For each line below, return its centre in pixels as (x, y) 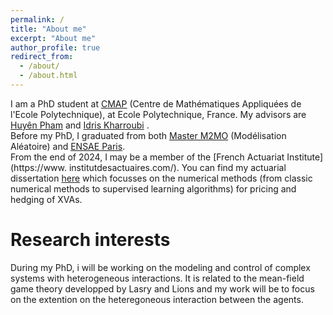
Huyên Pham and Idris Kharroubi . (80, 125)
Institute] (305, 157)
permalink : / (37, 19)
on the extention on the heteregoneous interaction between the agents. (157, 299)
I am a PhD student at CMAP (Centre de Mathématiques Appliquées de (156, 103)
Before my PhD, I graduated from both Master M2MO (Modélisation (148, 135)
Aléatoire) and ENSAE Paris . (68, 146)
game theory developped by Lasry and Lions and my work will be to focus (162, 288)
